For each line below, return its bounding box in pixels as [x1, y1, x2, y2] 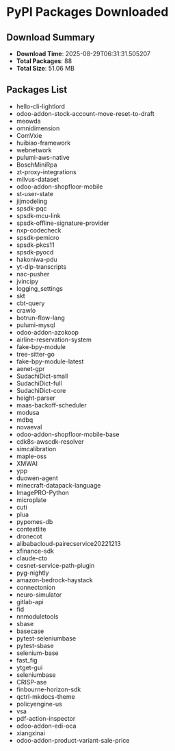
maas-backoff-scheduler [16, 401, 87, 409]
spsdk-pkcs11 [16, 241, 55, 249]
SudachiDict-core [16, 386, 66, 394]
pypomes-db [16, 517, 53, 525]
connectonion [16, 583, 56, 591]
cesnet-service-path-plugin [16, 561, 95, 569]
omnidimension [16, 124, 60, 132]
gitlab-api [16, 597, 44, 606]
